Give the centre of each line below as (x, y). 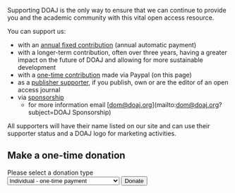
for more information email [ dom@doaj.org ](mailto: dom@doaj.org (123, 105)
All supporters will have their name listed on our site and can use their (109, 126)
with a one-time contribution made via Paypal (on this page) (104, 75)
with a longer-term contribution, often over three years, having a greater (122, 52)
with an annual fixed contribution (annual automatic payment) (107, 45)
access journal (39, 90)
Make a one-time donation (66, 155)
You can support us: (37, 31)
